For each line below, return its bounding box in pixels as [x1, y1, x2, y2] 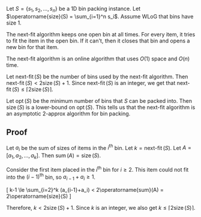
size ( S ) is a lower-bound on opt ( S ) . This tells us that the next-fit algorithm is [6, 103, 196, 111]
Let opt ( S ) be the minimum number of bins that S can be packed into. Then [6, 97, 192, 104]
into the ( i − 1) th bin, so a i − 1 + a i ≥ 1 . [6, 172, 96, 182]
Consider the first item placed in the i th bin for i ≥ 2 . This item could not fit [6, 164, 189, 173]
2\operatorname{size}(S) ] [6, 192, 72, 200]
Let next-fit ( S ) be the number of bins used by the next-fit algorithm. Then [6, 73, 188, 80]
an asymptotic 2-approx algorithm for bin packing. [6, 110, 131, 117]
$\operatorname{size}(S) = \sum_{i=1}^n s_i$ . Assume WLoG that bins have [6, 13, 194, 20]
